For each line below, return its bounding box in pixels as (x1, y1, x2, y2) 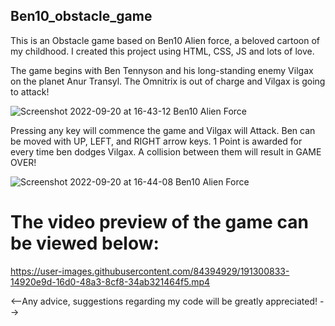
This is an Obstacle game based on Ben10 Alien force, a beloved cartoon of (10, 34, 320, 46)
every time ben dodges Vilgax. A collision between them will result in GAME (10, 145, 322, 158)
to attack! (10, 85, 50, 98)
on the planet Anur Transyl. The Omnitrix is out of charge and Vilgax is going (10, 75, 326, 87)
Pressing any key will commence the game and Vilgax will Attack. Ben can (10, 124, 316, 136)
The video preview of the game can (10, 211, 309, 233)
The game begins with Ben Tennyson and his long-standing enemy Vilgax (10, 64, 314, 76)
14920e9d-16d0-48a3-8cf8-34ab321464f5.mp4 (10, 275, 211, 288)
